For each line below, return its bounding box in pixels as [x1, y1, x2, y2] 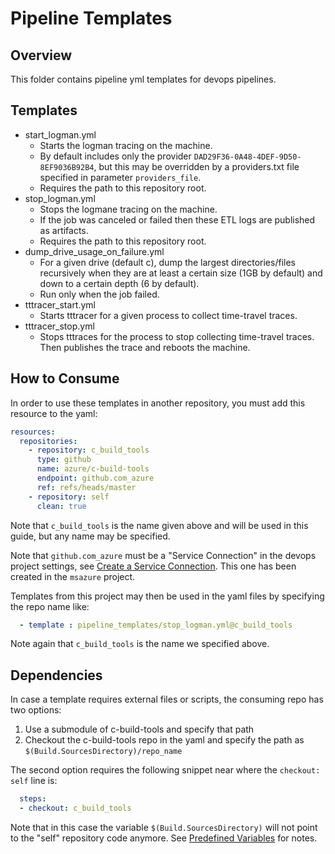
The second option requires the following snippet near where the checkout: [10, 764, 321, 776]
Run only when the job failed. [39, 288, 160, 300]
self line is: [10, 775, 58, 787]
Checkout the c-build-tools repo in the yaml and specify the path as [24, 734, 305, 746]
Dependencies [10, 667, 103, 684]
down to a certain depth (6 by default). [39, 277, 200, 289]
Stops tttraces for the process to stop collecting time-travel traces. [39, 330, 315, 342]
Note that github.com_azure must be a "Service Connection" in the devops [10, 549, 317, 561]
